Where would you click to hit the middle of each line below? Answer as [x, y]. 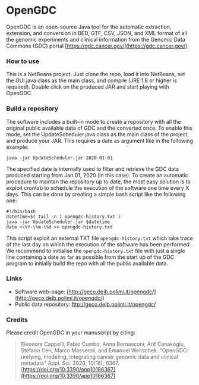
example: [17, 147]
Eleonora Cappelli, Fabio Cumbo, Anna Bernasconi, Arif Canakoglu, [103, 344]
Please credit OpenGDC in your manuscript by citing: [71, 333]
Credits [17, 320]
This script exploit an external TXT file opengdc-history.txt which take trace [99, 238]
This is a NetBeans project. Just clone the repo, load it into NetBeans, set [96, 74]
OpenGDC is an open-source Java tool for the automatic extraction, [89, 27]
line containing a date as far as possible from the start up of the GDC [90, 257]
